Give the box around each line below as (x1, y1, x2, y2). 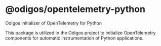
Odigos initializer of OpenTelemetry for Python (5, 20, 102, 26)
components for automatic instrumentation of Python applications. (5, 35, 144, 41)
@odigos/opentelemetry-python (5, 3, 146, 15)
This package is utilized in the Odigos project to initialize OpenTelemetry (5, 29, 156, 35)
